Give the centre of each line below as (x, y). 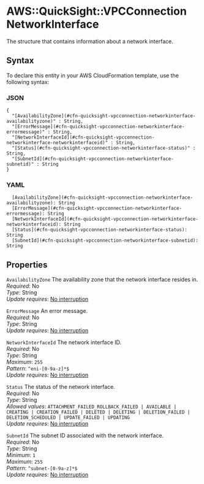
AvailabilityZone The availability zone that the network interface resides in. (102, 280)
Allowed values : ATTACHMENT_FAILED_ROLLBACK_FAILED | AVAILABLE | (92, 407)
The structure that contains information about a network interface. (90, 41)
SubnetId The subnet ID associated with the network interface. (85, 436)
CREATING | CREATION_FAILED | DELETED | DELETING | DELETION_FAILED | (98, 412)
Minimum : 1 (21, 455)
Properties (27, 265)
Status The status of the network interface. (61, 387)
